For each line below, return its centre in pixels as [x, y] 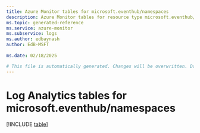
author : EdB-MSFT [28, 45]
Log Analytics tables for [66, 95]
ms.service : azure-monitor [40, 28]
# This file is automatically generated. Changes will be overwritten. [97, 66]
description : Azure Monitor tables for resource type [74, 17]
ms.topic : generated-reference [45, 22]
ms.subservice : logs [32, 34]
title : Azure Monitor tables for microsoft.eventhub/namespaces [87, 12]
